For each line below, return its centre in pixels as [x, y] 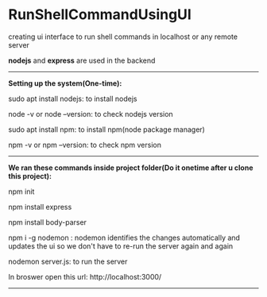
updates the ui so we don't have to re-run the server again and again [121, 246]
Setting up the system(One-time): [65, 83]
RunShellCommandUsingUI [100, 15]
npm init [21, 191]
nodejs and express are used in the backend [82, 60]
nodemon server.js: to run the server [68, 261]
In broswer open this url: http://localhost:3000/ [85, 276]
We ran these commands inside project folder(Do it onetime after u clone [131, 168]
